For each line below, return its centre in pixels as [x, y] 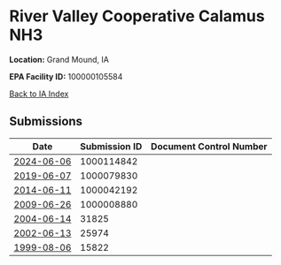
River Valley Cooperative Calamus [137, 16]
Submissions [46, 121]
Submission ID [111, 146]
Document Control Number [209, 146]
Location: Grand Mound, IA [59, 59]
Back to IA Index [39, 94]
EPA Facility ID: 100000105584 [66, 76]
